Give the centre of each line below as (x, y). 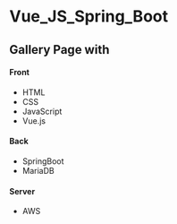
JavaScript (42, 111)
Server (22, 191)
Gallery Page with (59, 50)
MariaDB (38, 170)
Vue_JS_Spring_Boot (88, 17)
